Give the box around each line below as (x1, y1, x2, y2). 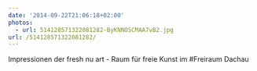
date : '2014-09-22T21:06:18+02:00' (8, 11, 125, 20)
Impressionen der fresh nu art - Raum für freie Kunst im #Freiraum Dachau (8, 55, 249, 64)
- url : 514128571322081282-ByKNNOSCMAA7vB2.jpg (15, 26, 174, 34)
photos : (8, 19, 34, 27)
